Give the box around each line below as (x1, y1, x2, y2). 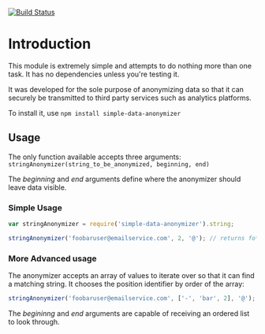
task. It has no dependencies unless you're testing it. (8, 69, 180, 79)
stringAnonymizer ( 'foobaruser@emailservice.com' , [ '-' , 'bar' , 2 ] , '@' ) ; (8, 295, 256, 302)
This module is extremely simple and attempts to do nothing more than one (8, 61, 252, 70)
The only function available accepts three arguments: (8, 152, 181, 161)
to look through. (8, 317, 61, 326)
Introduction (8, 35, 91, 53)
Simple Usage (8, 202, 63, 213)
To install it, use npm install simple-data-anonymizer (8, 108, 181, 117)
